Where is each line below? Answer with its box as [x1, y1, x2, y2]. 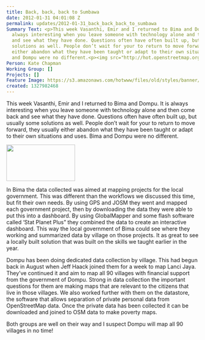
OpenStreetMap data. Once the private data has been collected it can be [6, 302, 189, 309]
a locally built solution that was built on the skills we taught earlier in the [6, 238, 187, 245]
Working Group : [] [6, 66, 53, 72]
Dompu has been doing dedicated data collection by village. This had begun [6, 257, 198, 263]
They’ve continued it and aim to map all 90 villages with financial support [6, 270, 190, 276]
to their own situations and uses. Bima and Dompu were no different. [6, 132, 179, 140]
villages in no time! [6, 327, 54, 334]
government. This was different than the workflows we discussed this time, [6, 192, 195, 200]
